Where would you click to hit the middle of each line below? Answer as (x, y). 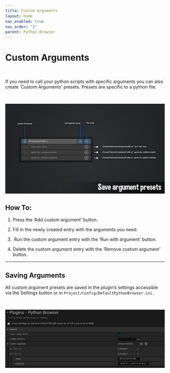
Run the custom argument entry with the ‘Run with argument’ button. (85, 239)
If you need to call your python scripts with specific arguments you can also (84, 81)
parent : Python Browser (30, 32)
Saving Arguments (35, 275)
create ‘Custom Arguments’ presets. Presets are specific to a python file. (81, 87)
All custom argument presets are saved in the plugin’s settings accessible (82, 287)
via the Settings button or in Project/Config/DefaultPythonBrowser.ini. (80, 293)
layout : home (19, 16)
